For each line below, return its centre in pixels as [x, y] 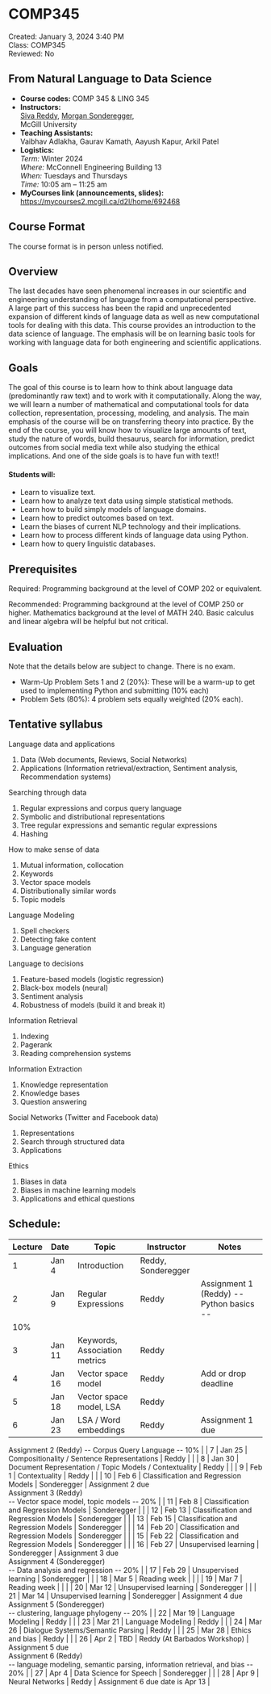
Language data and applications [62, 744]
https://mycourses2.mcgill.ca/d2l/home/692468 [100, 201]
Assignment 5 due [39, 1647]
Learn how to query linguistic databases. [88, 544]
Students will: [32, 474]
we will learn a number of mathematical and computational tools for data [129, 405]
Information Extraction [46, 1069]
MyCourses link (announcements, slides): [92, 193]
